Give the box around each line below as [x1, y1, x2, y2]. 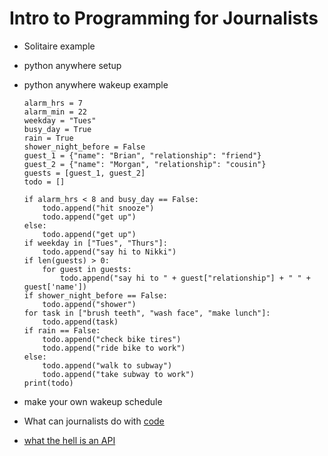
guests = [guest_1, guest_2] [23, 168, 146, 178]
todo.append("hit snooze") [42, 203, 155, 213]
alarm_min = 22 [23, 107, 88, 117]
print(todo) [23, 378, 74, 388]
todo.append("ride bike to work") [42, 343, 186, 353]
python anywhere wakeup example [23, 78, 169, 91]
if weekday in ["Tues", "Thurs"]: [23, 238, 168, 248]
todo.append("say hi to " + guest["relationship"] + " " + [60, 273, 311, 283]
